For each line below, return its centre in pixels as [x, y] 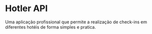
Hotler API [26, 8]
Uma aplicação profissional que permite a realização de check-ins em [76, 22]
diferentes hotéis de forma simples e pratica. [51, 27]
